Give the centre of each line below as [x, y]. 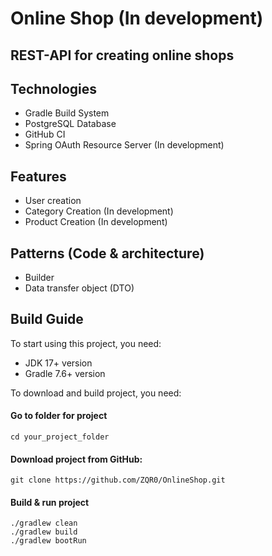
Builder [39, 278]
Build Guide [47, 319]
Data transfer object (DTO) [79, 288]
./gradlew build [44, 532]
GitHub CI [45, 134]
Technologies [54, 88]
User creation [53, 201]
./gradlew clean [44, 523]
